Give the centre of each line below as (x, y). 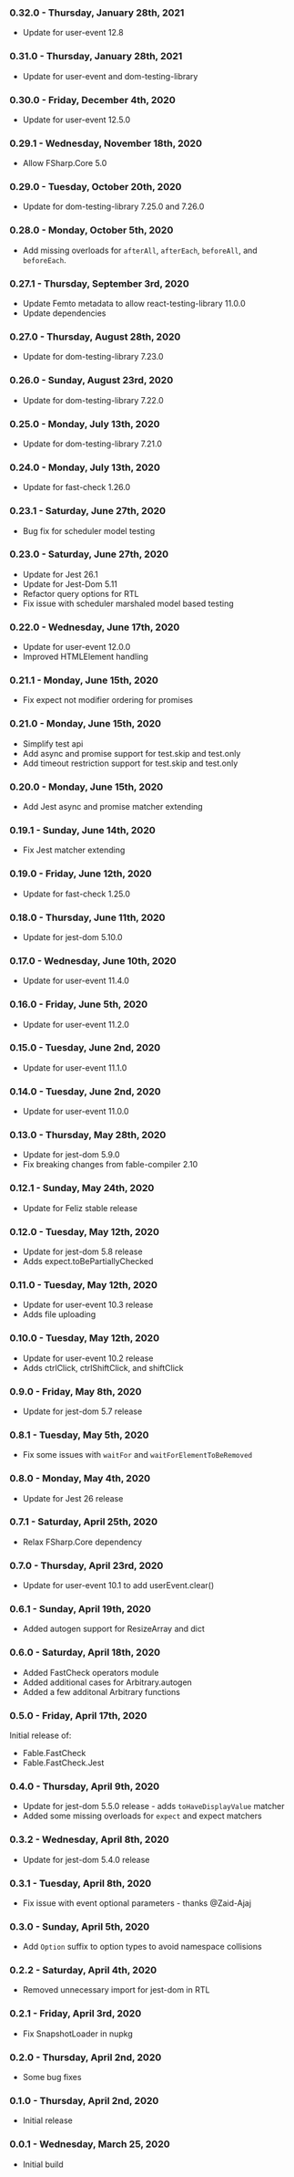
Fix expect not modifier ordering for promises (108, 700)
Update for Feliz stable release (80, 1208)
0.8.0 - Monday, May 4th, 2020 (80, 1479)
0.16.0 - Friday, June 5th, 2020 (79, 1004)
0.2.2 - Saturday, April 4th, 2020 (83, 1971)
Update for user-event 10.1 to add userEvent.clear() (118, 1586)
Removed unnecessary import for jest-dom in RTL (116, 1990)
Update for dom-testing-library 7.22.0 (93, 400)
